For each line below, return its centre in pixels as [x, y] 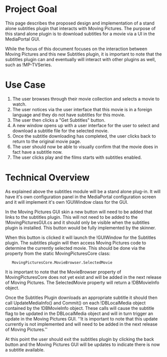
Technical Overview [47, 177]
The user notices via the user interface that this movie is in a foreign [82, 109]
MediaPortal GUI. [23, 39]
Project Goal [31, 9]
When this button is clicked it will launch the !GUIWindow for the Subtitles [81, 237]
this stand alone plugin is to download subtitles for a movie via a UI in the [80, 34]
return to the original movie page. [47, 141]
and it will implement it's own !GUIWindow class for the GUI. [67, 202]
